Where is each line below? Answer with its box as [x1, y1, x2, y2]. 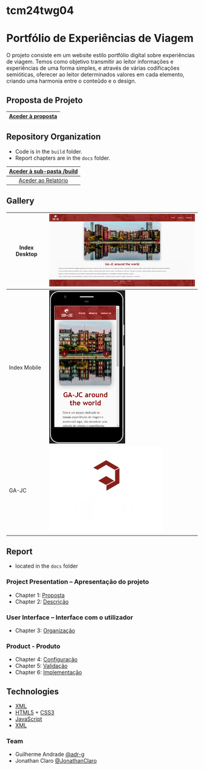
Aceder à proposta [8, 113, 58, 120]
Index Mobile [8, 364, 41, 371]
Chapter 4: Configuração [15, 656, 78, 663]
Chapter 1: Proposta [15, 591, 65, 599]
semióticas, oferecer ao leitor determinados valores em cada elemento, [6, 71, 185, 78]
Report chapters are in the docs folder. [15, 154, 110, 162]
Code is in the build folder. [15, 148, 83, 155]
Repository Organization [6, 132, 101, 142]
